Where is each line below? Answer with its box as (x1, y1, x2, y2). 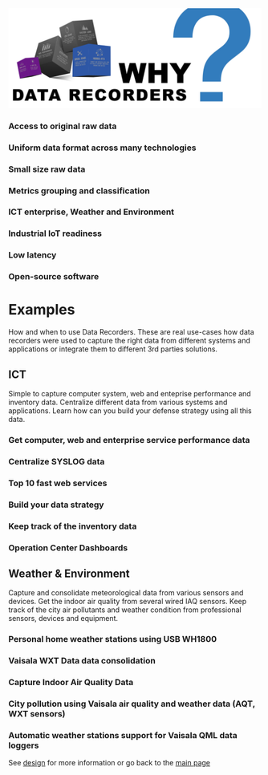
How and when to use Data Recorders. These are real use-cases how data (8, 327, 254, 337)
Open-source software (8, 271, 99, 282)
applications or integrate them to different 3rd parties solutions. (8, 344, 218, 354)
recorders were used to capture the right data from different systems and (8, 336, 251, 346)
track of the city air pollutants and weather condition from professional (8, 605, 242, 615)
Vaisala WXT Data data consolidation (8, 655, 156, 667)
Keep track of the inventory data (8, 521, 137, 532)
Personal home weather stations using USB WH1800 (8, 634, 217, 645)
